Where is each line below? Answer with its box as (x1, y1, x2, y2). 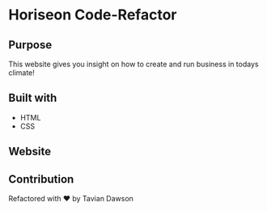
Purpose (8, 38, 53, 52)
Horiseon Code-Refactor (8, 6, 177, 24)
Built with (8, 91, 57, 105)
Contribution (8, 172, 74, 186)
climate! (8, 68, 35, 78)
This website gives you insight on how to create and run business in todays (8, 59, 259, 69)
